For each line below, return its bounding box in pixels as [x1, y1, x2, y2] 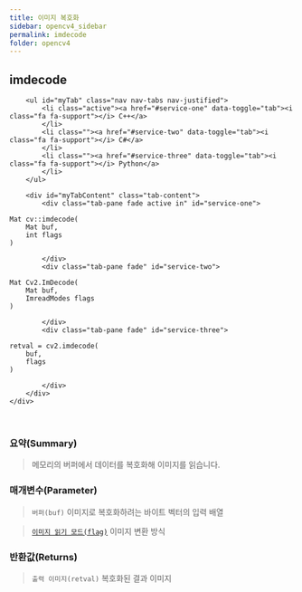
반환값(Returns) [9, 550, 79, 563]
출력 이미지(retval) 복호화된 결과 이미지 [31, 572, 172, 584]
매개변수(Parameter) [9, 484, 98, 497]
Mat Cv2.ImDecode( [9, 278, 79, 288]
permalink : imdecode [9, 30, 88, 39]
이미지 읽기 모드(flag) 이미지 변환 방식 [31, 526, 165, 537]
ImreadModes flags [25, 294, 95, 303]
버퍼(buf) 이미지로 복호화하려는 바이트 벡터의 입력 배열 [31, 506, 224, 517]
